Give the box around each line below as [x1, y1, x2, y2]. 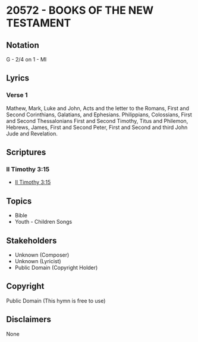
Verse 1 [6, 91, 28, 99]
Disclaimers [6, 315, 52, 325]
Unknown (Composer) [14, 251, 70, 258]
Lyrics [6, 73, 30, 84]
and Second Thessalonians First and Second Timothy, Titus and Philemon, [6, 117, 188, 124]
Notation [6, 40, 40, 50]
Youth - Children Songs [14, 218, 73, 226]
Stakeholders [6, 235, 57, 245]
